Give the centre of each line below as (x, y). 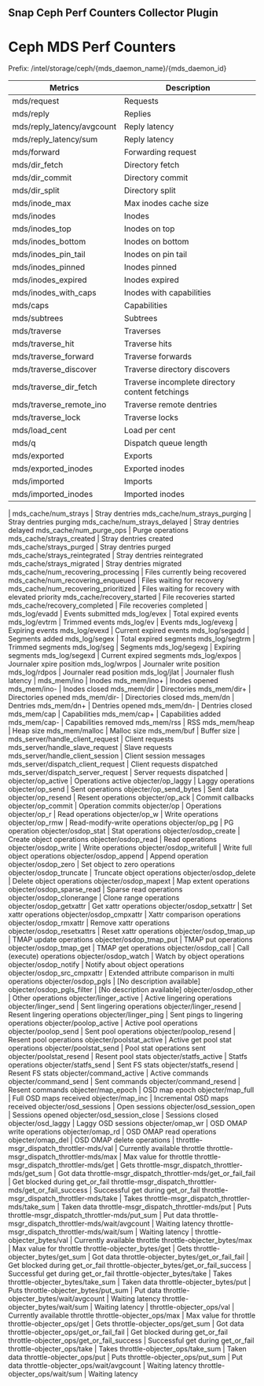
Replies (137, 114)
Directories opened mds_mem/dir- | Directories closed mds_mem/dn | (121, 697)
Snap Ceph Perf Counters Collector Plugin (113, 13)
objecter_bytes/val (38, 1241)
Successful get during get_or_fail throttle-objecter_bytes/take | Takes (120, 1274)
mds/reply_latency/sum (55, 139)
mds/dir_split (36, 190)
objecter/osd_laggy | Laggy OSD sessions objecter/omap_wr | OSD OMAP (128, 1123)
